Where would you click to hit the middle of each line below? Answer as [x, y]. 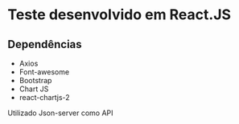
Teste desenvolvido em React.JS [119, 15]
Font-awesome [44, 72]
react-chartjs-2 [44, 97]
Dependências [45, 44]
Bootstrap [35, 80]
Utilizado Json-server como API [60, 113]
